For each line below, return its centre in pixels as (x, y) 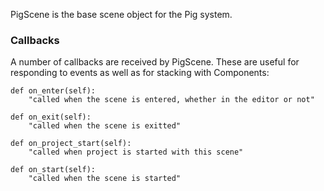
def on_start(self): (53, 170)
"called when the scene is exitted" (105, 126)
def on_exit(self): (51, 117)
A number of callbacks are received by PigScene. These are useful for (155, 62)
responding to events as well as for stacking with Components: (140, 73)
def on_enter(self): (53, 91)
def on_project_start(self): (71, 144)
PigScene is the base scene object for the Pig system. (121, 14)
